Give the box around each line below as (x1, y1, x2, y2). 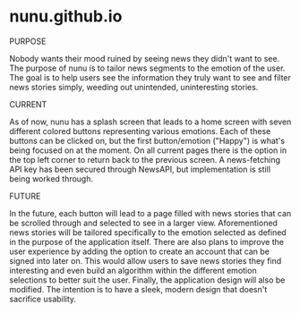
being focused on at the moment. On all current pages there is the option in (9, 145, 287, 156)
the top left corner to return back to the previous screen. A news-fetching (9, 154, 280, 165)
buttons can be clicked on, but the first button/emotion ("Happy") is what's (9, 135, 285, 146)
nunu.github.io (9, 6, 123, 27)
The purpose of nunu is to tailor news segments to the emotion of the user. (9, 63, 286, 73)
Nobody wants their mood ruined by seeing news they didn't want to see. (9, 53, 280, 63)
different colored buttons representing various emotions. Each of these (9, 125, 271, 136)
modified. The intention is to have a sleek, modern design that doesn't (9, 283, 268, 294)
